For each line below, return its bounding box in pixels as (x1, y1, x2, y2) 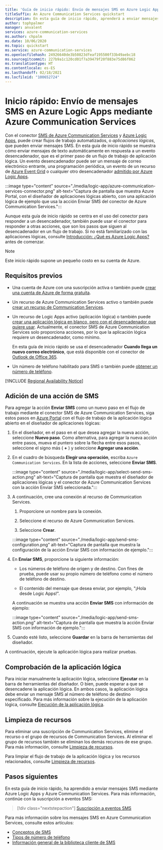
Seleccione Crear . (19, 527, 56, 533)
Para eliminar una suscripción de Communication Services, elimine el (5, 728, 143, 734)
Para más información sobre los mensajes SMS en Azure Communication (5, 815, 151, 820)
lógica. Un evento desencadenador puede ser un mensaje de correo (5, 158, 142, 164)
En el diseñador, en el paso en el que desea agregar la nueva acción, (12, 430, 150, 436)
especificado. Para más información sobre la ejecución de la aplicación (5, 697, 147, 703)
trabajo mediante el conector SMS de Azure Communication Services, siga (5, 410, 154, 416)
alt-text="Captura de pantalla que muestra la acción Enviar (36, 620, 154, 626)
